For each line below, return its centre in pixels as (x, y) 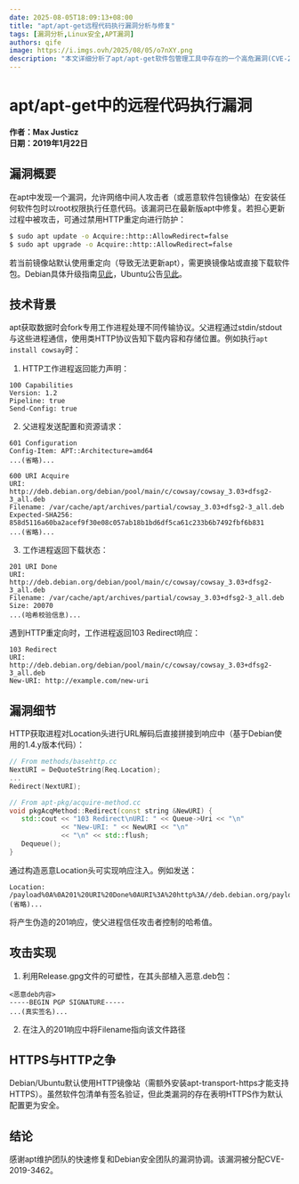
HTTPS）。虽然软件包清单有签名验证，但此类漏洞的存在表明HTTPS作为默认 (146, 1094)
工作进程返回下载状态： (65, 550)
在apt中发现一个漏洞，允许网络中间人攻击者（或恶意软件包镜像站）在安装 (144, 197)
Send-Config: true (43, 409)
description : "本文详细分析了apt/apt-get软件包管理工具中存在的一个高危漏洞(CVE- (149, 59)
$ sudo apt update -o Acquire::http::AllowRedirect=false (119, 236)
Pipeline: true (37, 401)
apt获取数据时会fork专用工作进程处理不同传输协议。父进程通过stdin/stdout (146, 328)
